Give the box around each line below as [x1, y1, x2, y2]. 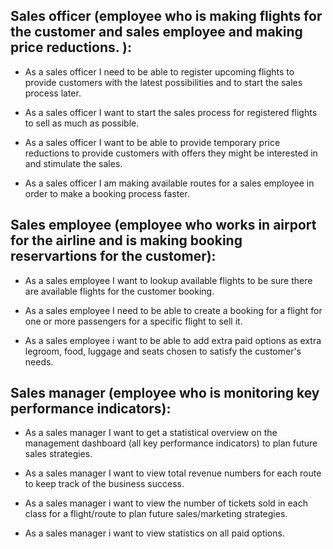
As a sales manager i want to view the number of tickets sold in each [24, 497, 308, 509]
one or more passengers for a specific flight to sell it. [24, 315, 243, 327]
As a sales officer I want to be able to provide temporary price [24, 136, 281, 148]
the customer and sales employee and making [10, 24, 303, 41]
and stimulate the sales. [24, 157, 123, 169]
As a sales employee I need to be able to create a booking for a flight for [24, 304, 323, 316]
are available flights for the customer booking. [24, 285, 215, 297]
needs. [24, 355, 54, 368]
